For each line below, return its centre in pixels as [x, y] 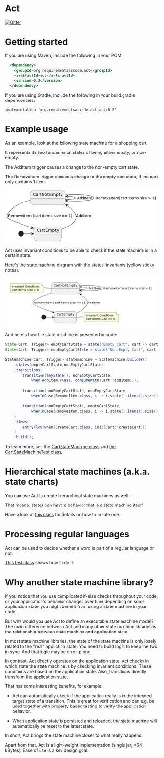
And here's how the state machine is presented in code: [61, 334]
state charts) [32, 482]
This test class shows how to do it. [40, 563]
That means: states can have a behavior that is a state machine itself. [74, 505]
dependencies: [20, 101]
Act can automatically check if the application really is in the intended [82, 696]
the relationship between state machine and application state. [67, 632]
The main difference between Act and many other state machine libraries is [81, 627]
